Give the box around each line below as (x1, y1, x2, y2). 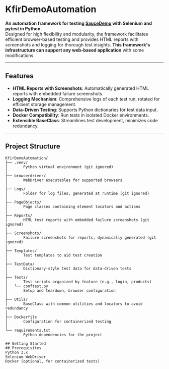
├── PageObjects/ (5, 199, 42, 205)
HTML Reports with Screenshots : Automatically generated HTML (12, 85, 149, 91)
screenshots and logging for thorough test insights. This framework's (5, 41, 150, 47)
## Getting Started (5, 341, 46, 346)
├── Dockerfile (5, 314, 37, 320)
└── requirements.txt (5, 328, 51, 333)
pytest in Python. (5, 25, 42, 31)
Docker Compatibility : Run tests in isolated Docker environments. (12, 112, 149, 118)
